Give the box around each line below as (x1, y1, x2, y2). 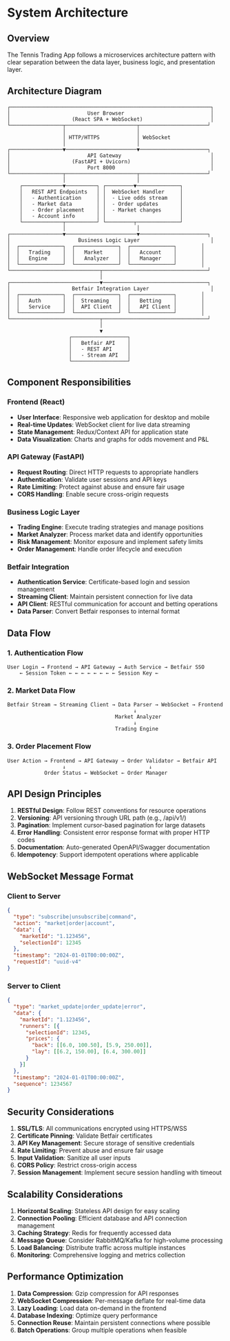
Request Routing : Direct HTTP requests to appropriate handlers (17, 468, 199, 476)
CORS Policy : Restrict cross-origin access (17, 1161, 138, 1170)
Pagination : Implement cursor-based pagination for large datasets (17, 821, 205, 829)
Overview (7, 32, 50, 44)
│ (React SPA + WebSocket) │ (7, 115, 214, 122)
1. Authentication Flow (7, 648, 84, 657)
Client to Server (7, 891, 61, 901)
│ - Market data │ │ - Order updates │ (19, 200, 184, 207)
